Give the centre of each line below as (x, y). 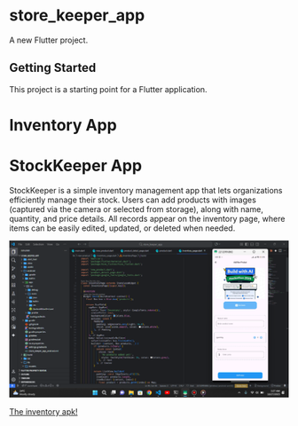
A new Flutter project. (49, 40)
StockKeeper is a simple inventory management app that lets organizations (146, 190)
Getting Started (53, 68)
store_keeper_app (77, 16)
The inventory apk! (43, 411)
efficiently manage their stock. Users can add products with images (133, 200)
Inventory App (63, 125)
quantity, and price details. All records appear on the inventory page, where (147, 218)
